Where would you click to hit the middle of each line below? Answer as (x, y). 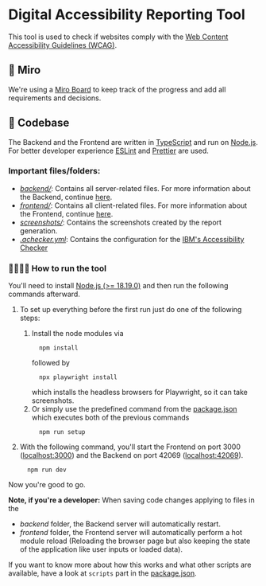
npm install (58, 348)
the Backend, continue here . (66, 197)
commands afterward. (44, 294)
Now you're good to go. (47, 485)
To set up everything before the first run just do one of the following (131, 310)
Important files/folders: (54, 171)
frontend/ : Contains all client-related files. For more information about (133, 205)
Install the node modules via (78, 334)
